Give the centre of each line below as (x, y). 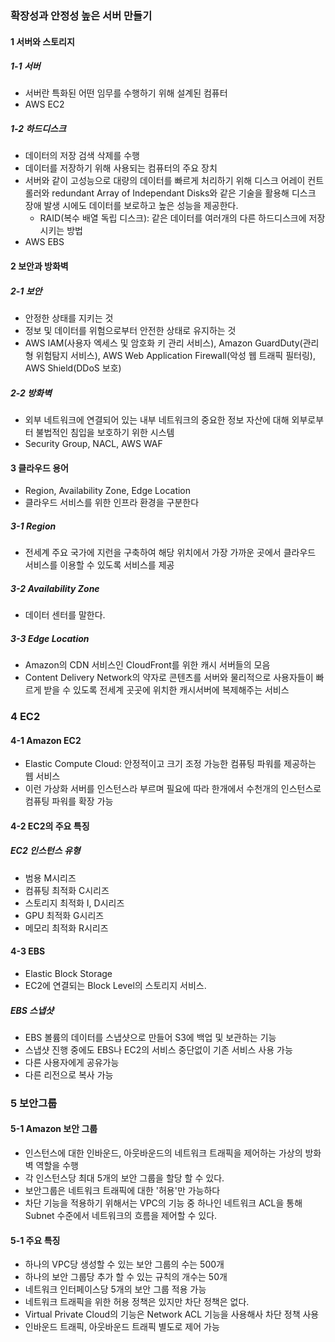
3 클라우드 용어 (39, 468)
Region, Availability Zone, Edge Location (108, 491)
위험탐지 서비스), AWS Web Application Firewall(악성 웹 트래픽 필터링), (175, 356)
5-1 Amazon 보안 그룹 (54, 1129)
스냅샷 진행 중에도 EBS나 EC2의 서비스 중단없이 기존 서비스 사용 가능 (158, 1049)
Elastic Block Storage (68, 973)
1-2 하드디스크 (38, 129)
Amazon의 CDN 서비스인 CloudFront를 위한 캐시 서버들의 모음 (147, 665)
